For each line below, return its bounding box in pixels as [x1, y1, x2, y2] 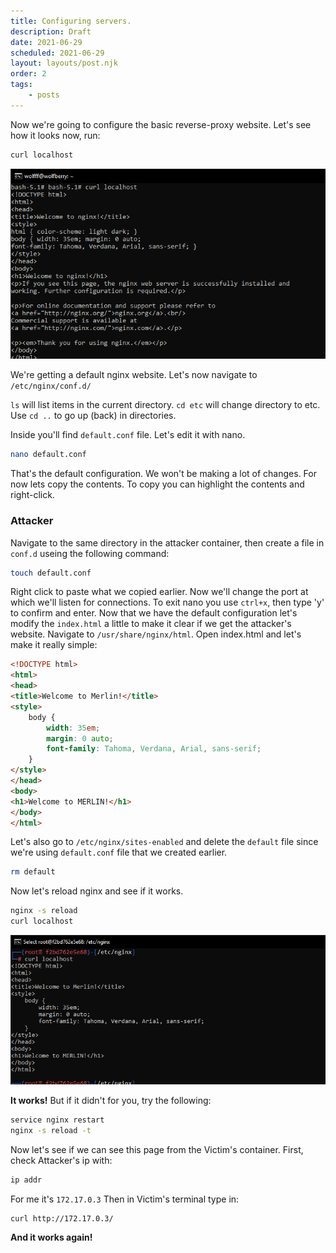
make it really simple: [10, 639, 98, 651]
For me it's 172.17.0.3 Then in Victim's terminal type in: [10, 1193, 240, 1205]
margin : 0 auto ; [46, 733, 114, 744]
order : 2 [10, 69, 47, 79]
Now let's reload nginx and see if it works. [10, 885, 184, 897]
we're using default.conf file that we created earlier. [10, 846, 228, 859]
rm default [10, 867, 56, 877]
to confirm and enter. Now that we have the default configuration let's [10, 607, 298, 619]
